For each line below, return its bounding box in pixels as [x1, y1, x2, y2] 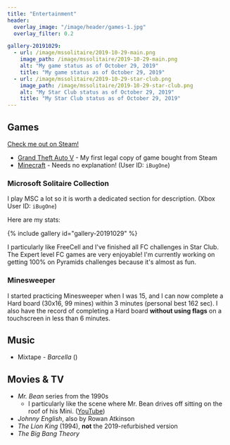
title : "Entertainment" [7, 10, 77, 18]
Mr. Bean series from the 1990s [17, 392, 109, 401]
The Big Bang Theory [17, 430, 79, 438]
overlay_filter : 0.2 [13, 30, 74, 37]
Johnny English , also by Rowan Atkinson [17, 415, 135, 423]
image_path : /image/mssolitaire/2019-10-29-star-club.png [20, 82, 193, 89]
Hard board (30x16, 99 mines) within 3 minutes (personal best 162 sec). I [7, 299, 218, 307]
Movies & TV [7, 373, 65, 385]
